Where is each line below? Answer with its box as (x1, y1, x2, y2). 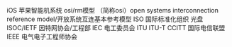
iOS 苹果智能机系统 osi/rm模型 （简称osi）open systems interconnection (6, 6, 219, 14)
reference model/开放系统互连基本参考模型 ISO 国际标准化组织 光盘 (6, 15, 204, 23)
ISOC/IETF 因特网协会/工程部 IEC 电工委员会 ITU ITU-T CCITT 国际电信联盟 (6, 24, 226, 32)
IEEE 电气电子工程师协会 (6, 32, 77, 41)
